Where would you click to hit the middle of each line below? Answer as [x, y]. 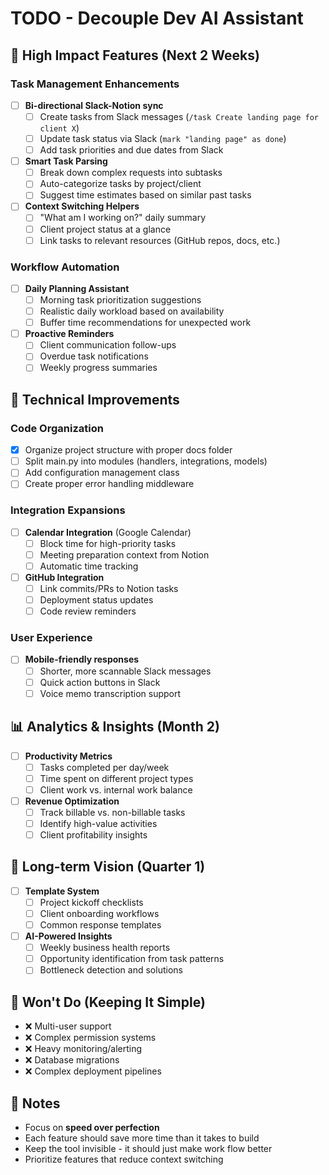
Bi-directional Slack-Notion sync [94, 105]
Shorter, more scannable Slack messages [125, 671]
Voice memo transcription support [110, 693]
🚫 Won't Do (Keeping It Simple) [108, 1002]
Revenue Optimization [72, 801]
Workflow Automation [65, 267]
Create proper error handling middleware [109, 484]
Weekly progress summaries [98, 368]
